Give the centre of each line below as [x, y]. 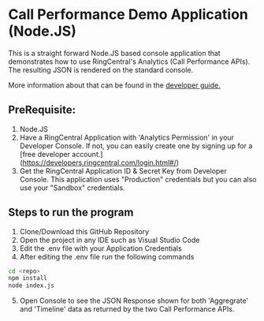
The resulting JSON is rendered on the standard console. [101, 69]
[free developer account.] [61, 154]
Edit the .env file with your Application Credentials [101, 248]
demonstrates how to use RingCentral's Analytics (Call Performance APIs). [129, 62]
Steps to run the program [71, 213]
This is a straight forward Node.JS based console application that [114, 53]
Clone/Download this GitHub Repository [84, 231]
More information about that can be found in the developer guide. [114, 85]
